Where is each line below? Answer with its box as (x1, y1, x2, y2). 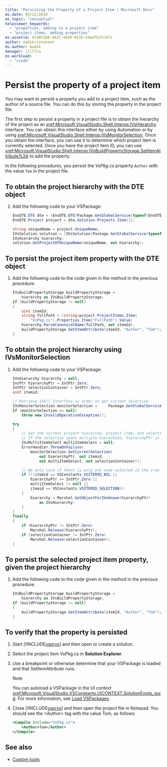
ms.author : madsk (5, 44, 41, 49)
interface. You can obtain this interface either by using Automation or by (5, 127, 153, 133)
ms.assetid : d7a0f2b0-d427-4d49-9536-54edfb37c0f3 (5, 35, 112, 40)
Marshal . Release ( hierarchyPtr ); (30, 527, 97, 532)
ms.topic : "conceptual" (5, 16, 55, 21)
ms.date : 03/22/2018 (5, 12, 48, 17)
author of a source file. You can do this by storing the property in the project (5, 101, 162, 107)
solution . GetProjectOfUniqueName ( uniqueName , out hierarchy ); (12, 241, 144, 246)
